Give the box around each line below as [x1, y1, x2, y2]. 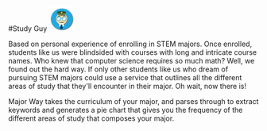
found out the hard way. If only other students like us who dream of [8, 64, 229, 74]
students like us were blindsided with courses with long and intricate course [8, 48, 257, 57]
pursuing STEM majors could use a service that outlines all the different [8, 73, 242, 83]
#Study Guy [8, 24, 48, 33]
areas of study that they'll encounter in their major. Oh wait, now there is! [8, 82, 247, 91]
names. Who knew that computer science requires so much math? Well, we [8, 56, 255, 66]
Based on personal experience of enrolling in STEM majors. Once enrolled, [8, 39, 253, 49]
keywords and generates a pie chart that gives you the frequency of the [8, 106, 243, 115]
